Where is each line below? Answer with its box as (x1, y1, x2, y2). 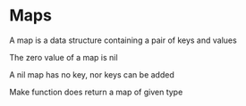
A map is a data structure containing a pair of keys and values (9, 35, 237, 45)
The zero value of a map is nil (9, 52, 118, 62)
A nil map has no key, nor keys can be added (9, 69, 174, 80)
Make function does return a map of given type (9, 86, 183, 97)
